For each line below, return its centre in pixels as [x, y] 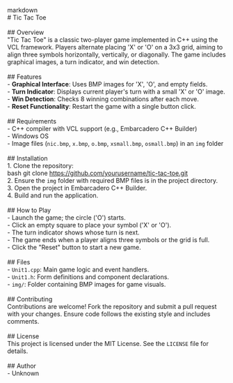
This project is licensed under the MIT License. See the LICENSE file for [108, 344]
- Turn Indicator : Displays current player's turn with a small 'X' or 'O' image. [116, 91]
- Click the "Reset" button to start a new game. [74, 247]
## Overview [26, 32]
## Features [24, 77]
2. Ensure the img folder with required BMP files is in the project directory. [112, 180]
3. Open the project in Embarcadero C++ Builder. [77, 188]
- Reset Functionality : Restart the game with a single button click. [102, 106]
